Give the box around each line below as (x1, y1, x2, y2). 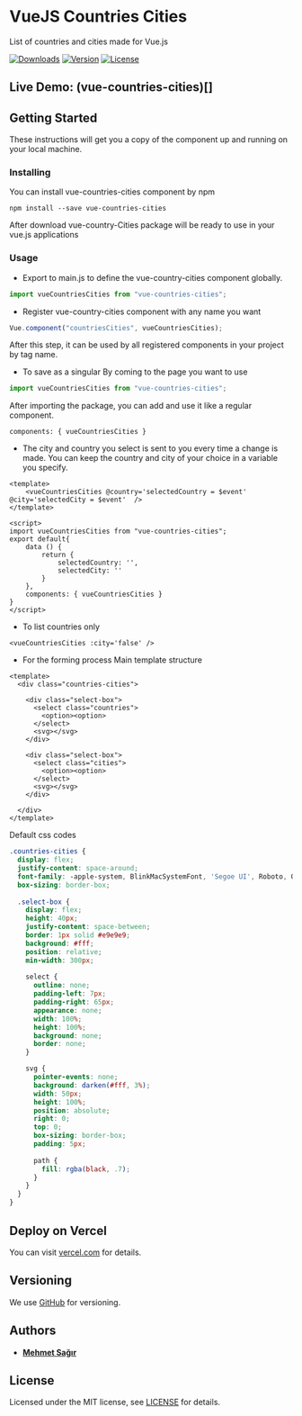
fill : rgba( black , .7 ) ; (41, 1164, 130, 1174)
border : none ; (32, 1040, 87, 1049)
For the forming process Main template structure (22, 654, 202, 665)
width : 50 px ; (32, 1089, 83, 1098)
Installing (9, 167, 51, 179)
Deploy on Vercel (9, 1222, 108, 1239)
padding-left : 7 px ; (32, 989, 106, 998)
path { (32, 1156, 58, 1165)
